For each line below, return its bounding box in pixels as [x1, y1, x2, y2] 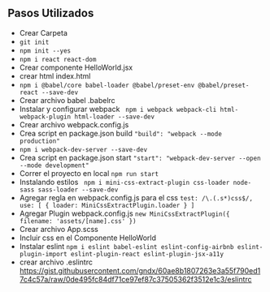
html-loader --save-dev [74, 113, 155, 121]
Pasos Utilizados [7, 6, 94, 20]
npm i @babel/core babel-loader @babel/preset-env [19, 81, 195, 89]
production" [19, 137, 60, 145]
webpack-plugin [19, 113, 72, 121]
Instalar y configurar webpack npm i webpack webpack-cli [19, 104, 217, 114]
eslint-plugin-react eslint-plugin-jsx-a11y [71, 250, 224, 258]
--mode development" [19, 161, 89, 170]
